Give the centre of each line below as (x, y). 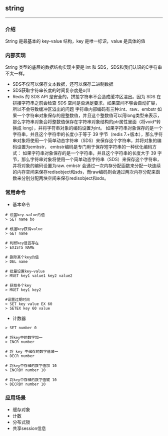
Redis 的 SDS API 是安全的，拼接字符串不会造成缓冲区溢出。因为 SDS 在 (87, 97)
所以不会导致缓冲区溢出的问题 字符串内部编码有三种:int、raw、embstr (84, 109)
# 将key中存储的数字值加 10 (31, 366)
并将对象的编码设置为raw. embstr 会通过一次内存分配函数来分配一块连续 (86, 166)
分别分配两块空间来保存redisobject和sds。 (65, 178)
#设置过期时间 (17, 300)
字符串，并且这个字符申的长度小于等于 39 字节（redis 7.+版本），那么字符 (87, 134)
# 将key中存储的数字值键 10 (31, 380)
